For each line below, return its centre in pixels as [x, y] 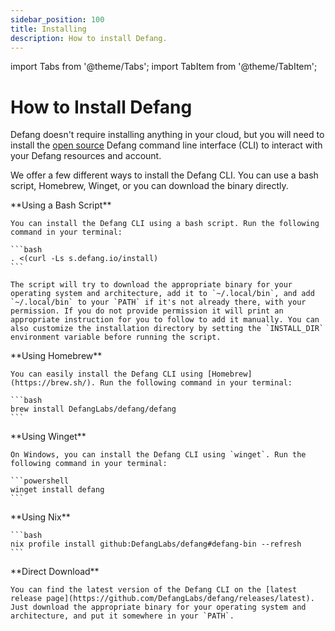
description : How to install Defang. [89, 38]
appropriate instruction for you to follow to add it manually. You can [165, 320]
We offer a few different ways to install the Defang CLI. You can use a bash [164, 175]
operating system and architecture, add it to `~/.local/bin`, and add [162, 294]
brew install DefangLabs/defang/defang [93, 409]
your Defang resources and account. [86, 156]
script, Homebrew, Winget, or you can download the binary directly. [149, 186]
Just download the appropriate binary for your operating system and [158, 607]
